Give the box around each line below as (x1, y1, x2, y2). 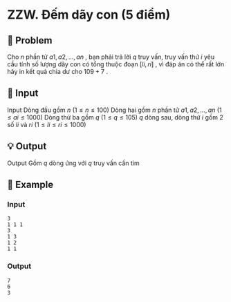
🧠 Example (7, 179, 54, 191)
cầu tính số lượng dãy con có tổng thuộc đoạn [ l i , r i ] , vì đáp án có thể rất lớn (7, 60, 225, 68)
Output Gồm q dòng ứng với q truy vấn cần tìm (7, 159, 140, 167)
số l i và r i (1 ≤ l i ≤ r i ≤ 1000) (7, 120, 86, 129)
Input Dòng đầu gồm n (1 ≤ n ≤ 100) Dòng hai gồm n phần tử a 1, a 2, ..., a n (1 (7, 106, 223, 114)
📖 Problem (7, 35, 53, 46)
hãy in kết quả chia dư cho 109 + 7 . (7, 68, 109, 75)
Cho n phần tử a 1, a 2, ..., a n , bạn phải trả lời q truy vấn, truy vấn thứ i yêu (7, 53, 215, 61)
